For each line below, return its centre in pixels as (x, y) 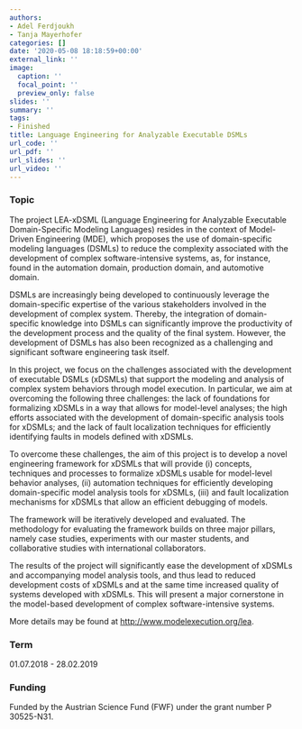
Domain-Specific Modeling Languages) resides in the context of (128, 229)
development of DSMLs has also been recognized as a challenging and (141, 342)
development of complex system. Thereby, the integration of (122, 314)
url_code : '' (34, 143)
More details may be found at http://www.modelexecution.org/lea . (132, 621)
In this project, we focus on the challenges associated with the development (151, 369)
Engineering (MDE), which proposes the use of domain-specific (154, 239)
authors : (26, 18)
